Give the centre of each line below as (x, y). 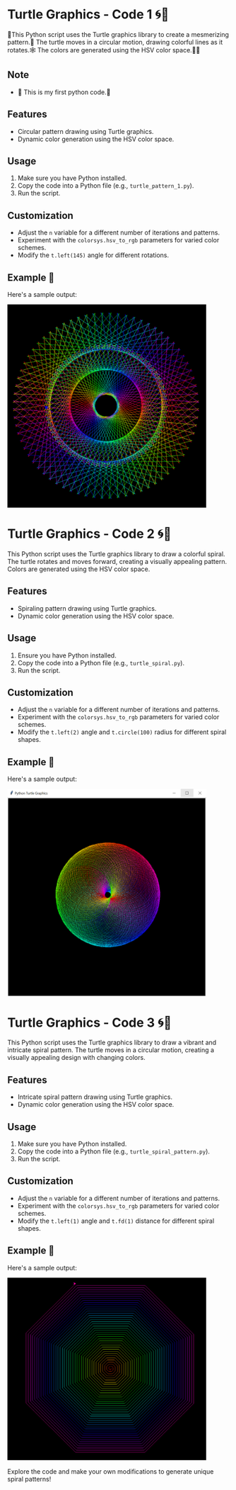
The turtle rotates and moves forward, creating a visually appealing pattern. (117, 561)
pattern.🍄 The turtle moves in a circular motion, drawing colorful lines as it (115, 42)
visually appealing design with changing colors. (77, 1058)
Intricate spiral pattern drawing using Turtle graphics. (95, 1097)
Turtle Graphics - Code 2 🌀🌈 (89, 534)
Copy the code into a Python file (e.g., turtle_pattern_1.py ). (106, 186)
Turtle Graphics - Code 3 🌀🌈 (89, 1022)
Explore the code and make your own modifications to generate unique (111, 1472)
